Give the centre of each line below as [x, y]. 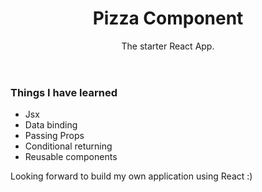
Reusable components [71, 157]
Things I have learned [64, 92]
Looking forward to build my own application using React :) [131, 176]
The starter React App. [168, 46]
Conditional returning [68, 146]
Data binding [51, 125]
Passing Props [54, 136]
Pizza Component [168, 18]
